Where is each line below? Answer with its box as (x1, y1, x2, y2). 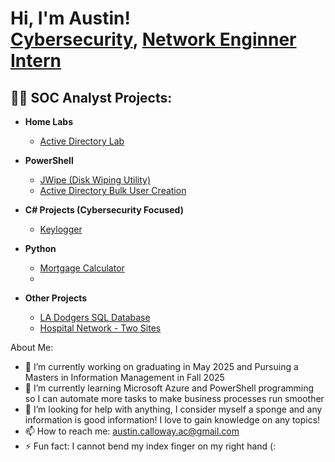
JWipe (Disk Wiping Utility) (39, 174, 151, 186)
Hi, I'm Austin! (10, 7, 131, 30)
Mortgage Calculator (39, 262, 125, 274)
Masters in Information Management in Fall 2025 (24, 372, 225, 383)
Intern (10, 50, 62, 72)
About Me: (10, 342, 54, 353)
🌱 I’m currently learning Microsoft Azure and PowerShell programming (24, 382, 315, 394)
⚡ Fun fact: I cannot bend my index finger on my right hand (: (24, 440, 277, 452)
